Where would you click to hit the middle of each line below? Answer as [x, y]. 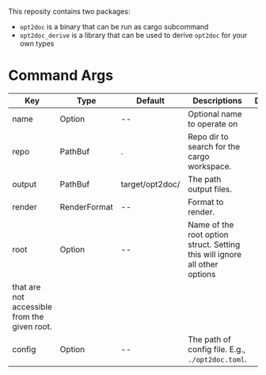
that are [27, 286]
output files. [210, 189]
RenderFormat [86, 206]
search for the [214, 146]
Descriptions [218, 100]
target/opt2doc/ [150, 184]
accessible [32, 306]
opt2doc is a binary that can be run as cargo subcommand [114, 27]
